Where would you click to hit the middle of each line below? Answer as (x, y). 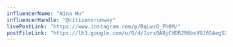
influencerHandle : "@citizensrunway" (61, 20)
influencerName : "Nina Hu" (46, 13)
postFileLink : (27, 33)
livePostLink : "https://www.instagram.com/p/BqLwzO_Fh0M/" (94, 26)
